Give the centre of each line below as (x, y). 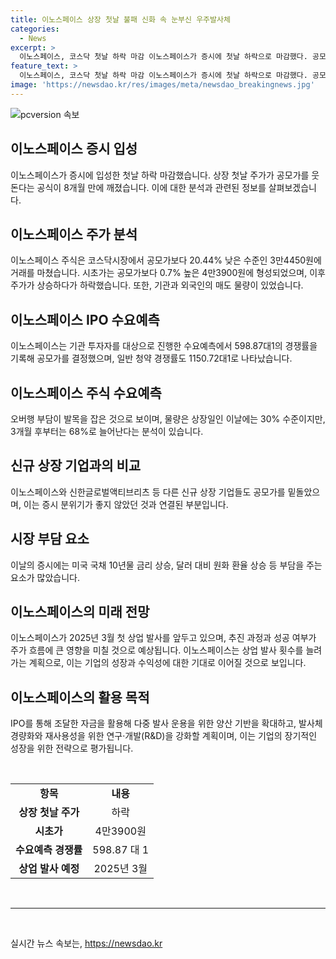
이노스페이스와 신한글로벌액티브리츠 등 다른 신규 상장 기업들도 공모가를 (148, 492)
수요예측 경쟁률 (49, 850)
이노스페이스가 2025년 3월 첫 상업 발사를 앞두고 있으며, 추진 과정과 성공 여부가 (163, 638)
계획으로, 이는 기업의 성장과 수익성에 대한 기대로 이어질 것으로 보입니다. (167, 663)
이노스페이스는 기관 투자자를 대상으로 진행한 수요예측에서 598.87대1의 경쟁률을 (164, 346)
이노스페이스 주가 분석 (74, 234)
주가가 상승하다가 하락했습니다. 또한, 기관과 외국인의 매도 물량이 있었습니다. (157, 285)
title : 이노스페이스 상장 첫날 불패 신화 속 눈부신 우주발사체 (120, 19)
